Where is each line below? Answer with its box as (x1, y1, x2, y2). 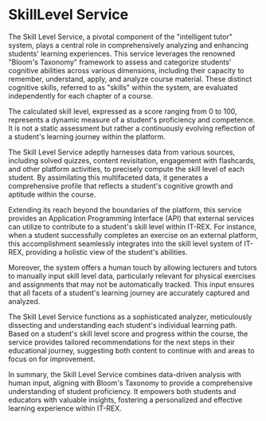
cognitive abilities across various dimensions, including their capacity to (8, 65, 244, 75)
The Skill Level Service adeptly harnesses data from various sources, (8, 147, 236, 157)
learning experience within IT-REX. (8, 403, 122, 413)
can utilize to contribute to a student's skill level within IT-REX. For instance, (8, 221, 257, 232)
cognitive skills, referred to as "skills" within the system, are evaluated (8, 82, 238, 92)
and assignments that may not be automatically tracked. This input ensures (8, 279, 255, 289)
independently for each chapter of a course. (8, 91, 154, 100)
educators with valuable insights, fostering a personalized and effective (8, 395, 243, 404)
